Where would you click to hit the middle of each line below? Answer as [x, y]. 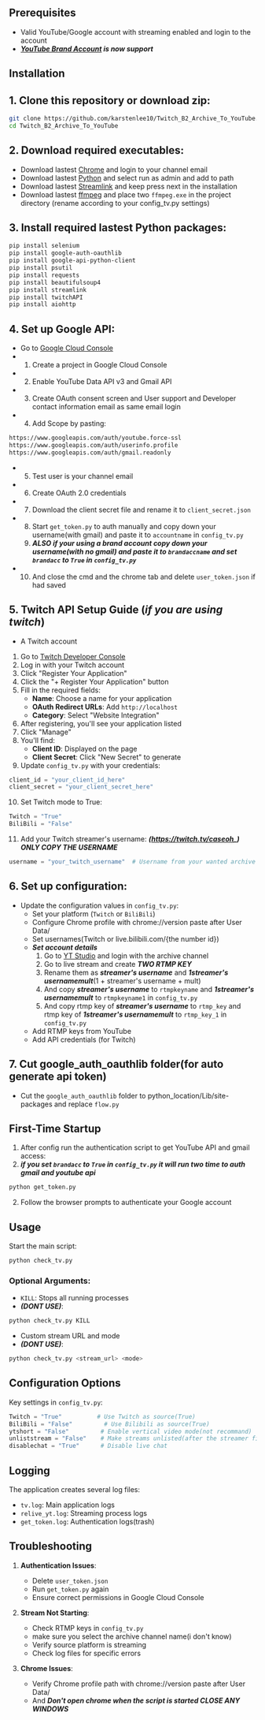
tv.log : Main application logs [67, 1505]
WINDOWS [50, 1709]
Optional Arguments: [50, 1281]
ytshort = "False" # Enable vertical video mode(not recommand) [131, 1431]
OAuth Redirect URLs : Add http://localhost [105, 707]
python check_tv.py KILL [50, 1321]
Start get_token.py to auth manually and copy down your [124, 526]
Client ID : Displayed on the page [85, 748]
